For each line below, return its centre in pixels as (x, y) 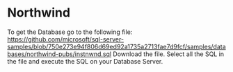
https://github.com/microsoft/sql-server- (65, 39)
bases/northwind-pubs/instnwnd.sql (59, 54)
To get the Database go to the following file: (70, 32)
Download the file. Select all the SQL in (169, 54)
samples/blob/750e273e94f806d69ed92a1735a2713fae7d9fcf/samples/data (116, 46)
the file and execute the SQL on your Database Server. (85, 61)
